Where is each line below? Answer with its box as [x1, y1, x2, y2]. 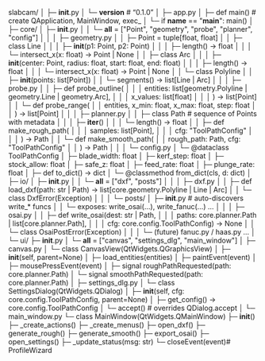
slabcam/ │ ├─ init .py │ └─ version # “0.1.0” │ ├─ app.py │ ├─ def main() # [8, 8, 256, 17]
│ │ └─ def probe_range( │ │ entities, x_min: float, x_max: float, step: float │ [8, 100, 256, 110]
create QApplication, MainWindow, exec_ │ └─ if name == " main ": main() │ [8, 16, 254, 25]
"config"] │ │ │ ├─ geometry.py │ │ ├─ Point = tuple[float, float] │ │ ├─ [8, 33, 243, 42]
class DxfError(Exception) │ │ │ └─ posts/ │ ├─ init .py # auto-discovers [8, 193, 244, 203]
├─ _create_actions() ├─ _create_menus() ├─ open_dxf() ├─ [8, 320, 205, 329]
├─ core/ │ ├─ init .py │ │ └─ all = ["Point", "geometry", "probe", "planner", [8, 25, 253, 33]
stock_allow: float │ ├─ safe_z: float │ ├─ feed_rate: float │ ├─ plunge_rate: [8, 160, 255, 169]
